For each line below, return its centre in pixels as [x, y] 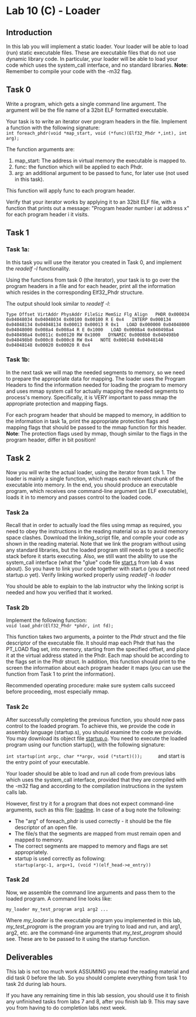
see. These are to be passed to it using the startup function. [78, 939]
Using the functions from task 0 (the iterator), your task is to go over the [93, 280]
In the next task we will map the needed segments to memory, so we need [96, 372]
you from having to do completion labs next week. [66, 1008]
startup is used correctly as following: [60, 858]
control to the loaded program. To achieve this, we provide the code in [91, 726]
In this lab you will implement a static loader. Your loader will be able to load [97, 46]
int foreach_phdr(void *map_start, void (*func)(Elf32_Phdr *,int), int [97, 133]
